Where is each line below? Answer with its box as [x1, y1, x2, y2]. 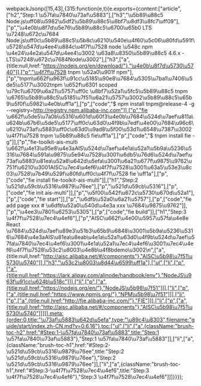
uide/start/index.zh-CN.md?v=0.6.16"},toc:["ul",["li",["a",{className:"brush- [6, 323, 194, 329]
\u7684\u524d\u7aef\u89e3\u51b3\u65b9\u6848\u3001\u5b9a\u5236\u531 [6, 227, 193, 234]
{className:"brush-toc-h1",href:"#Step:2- [6, 342, 111, 348]
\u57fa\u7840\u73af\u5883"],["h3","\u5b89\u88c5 [38, 11, 163, 19]
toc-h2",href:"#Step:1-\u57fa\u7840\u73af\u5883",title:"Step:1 [6, 329, 160, 336]
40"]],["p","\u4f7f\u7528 [6, 69, 67, 75]
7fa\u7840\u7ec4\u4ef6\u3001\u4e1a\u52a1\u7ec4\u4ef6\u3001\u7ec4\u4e [6, 240, 194, 247]
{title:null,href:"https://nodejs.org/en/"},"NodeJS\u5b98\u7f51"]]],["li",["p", [6, 284, 190, 292]
